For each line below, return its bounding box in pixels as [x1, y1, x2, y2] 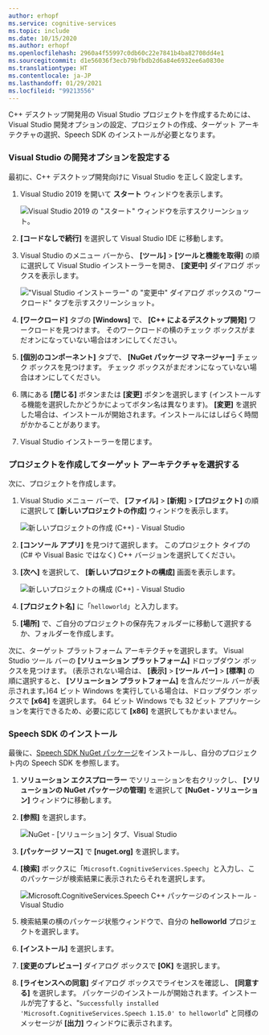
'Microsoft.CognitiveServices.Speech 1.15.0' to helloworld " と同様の [19, 1008, 259, 1018]
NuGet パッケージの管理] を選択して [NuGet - [63, 785, 215, 795]
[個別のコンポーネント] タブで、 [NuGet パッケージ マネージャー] [19, 352, 235, 362]
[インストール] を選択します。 [19, 944, 119, 954]
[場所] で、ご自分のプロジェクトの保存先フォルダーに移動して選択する [19, 618, 253, 628]
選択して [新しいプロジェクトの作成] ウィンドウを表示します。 [26, 505, 233, 515]
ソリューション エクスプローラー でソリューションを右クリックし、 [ [19, 775, 247, 785]
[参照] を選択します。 [19, 813, 91, 822]
